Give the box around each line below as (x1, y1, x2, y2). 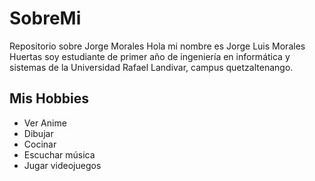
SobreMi (9, 7, 82, 30)
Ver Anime (23, 117, 67, 129)
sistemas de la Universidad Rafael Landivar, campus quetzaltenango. (9, 61, 294, 73)
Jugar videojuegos (23, 159, 102, 171)
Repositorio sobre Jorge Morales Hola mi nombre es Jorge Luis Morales (9, 40, 306, 52)
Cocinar (23, 138, 57, 150)
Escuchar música (23, 148, 96, 161)
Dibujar (23, 127, 54, 139)
